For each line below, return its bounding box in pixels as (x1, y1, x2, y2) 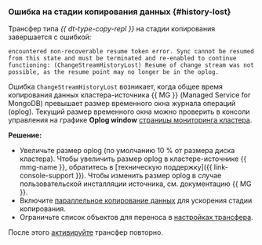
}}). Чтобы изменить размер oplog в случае (75, 171, 222, 181)
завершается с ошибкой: (8, 32, 92, 42)
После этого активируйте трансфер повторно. (8, 228, 163, 237)
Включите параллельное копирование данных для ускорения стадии (19, 196, 253, 206)
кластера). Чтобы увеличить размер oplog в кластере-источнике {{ (19, 154, 247, 163)
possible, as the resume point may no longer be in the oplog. (8, 68, 220, 76)
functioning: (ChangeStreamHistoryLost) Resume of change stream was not (8, 61, 255, 69)
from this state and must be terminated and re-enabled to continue (8, 54, 237, 63)
